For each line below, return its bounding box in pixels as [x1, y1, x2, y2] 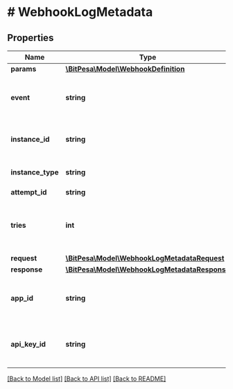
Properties [7, 32, 54, 44]
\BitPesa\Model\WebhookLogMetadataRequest [65, 254, 225, 263]
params [10, 64, 37, 74]
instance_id [10, 135, 50, 144]
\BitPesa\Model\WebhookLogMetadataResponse [65, 265, 230, 274]
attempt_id [10, 188, 47, 197]
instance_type [10, 167, 59, 177]
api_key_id [10, 340, 46, 349]
